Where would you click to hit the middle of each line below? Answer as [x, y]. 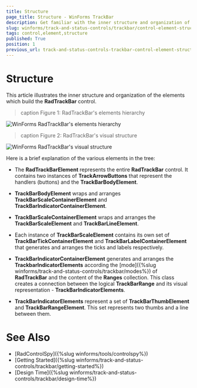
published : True [26, 39]
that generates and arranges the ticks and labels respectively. [89, 247]
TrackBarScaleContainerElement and [61, 200]
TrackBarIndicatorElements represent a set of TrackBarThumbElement [102, 301]
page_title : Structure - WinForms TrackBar [60, 17]
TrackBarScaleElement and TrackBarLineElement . [77, 223]
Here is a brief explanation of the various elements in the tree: [81, 158]
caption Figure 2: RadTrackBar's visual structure [79, 135]
